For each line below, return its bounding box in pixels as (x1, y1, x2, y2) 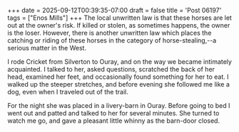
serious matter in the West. (7, 44, 87, 52)
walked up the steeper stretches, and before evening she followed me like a (7, 80, 230, 88)
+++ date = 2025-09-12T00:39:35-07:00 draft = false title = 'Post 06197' (7, 6, 222, 14)
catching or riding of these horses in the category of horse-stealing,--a (7, 36, 217, 45)
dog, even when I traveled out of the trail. (7, 88, 128, 96)
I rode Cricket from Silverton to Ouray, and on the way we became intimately (7, 57, 232, 66)
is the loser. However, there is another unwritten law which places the (7, 28, 212, 37)
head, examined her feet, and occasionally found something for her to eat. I (7, 72, 229, 81)
